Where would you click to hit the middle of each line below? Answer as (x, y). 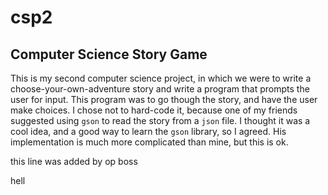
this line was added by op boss (74, 161)
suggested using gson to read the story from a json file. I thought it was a (160, 120)
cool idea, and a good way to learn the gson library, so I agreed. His (148, 131)
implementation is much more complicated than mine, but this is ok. (149, 142)
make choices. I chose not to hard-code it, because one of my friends (154, 110)
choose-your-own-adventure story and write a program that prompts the (160, 89)
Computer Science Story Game (109, 54)
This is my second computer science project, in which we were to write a (161, 78)
